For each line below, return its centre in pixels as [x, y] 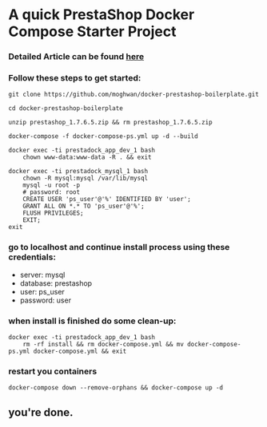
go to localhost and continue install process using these [119, 247]
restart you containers [53, 371]
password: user [46, 300]
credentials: [32, 257]
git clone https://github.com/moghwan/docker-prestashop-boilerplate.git [134, 95]
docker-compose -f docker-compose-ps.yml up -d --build [103, 136]
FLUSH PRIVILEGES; [53, 213]
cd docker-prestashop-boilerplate [66, 109]
